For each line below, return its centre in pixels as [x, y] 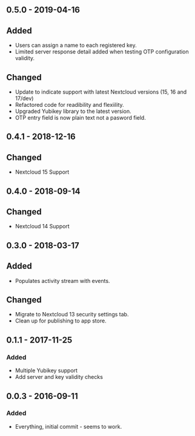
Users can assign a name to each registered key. [76, 46]
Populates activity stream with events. [62, 281]
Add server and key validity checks [59, 377]
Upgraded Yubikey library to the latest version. [73, 111]
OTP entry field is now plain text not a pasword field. [81, 118]
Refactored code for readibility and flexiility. [69, 105]
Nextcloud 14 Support [42, 227]
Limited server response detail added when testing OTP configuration [102, 52]
